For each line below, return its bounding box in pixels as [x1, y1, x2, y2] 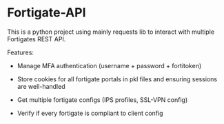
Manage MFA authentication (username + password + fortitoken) [17, 61, 202, 70]
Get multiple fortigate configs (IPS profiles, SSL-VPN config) [17, 95, 188, 104]
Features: [7, 48, 34, 56]
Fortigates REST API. [7, 34, 66, 43]
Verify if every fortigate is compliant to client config [17, 109, 163, 117]
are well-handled [17, 82, 65, 90]
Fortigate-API [7, 5, 86, 21]
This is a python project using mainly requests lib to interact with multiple [7, 28, 215, 36]
